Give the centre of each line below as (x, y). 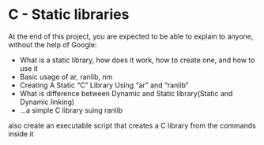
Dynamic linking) (47, 102)
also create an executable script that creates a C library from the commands (132, 125)
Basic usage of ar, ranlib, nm (66, 76)
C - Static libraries (69, 15)
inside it (21, 134)
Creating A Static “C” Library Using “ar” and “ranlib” (104, 85)
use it (28, 68)
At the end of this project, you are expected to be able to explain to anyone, (131, 36)
